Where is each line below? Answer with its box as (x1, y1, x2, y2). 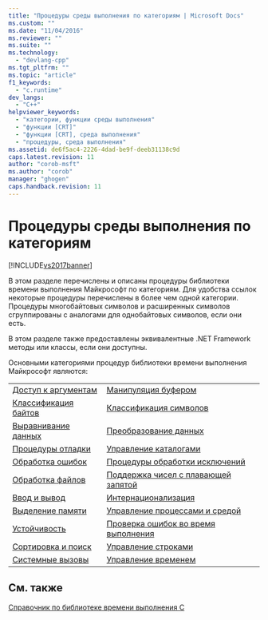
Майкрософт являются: (8, 366, 89, 376)
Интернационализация (106, 492, 195, 503)
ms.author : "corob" (8, 168, 73, 176)
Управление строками (106, 541, 194, 552)
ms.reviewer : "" (8, 34, 62, 42)
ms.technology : (8, 49, 59, 57)
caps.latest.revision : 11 (8, 153, 94, 161)
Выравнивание (12, 420, 70, 431)
